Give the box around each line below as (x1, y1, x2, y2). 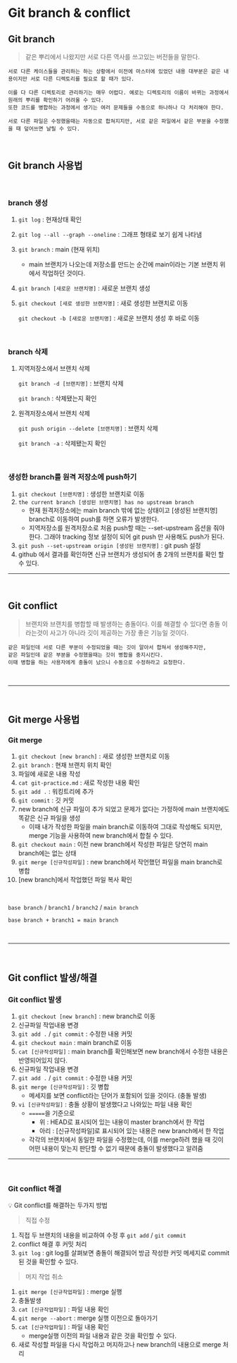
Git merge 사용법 (8, 714, 80, 726)
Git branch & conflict (8, 5, 131, 21)
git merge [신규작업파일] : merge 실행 (18, 1288, 122, 1296)
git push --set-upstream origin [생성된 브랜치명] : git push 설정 (18, 541, 201, 549)
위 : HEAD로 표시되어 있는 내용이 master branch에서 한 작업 (39, 1118, 205, 1126)
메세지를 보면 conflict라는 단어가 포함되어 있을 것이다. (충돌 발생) (28, 1091, 207, 1099)
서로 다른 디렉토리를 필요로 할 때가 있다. (30, 75, 134, 82)
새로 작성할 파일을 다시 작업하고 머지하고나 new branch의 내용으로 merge (18, 1340, 222, 1349)
